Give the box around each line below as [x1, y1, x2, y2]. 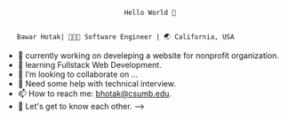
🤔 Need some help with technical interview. [17, 79, 176, 88]
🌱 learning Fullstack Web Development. [17, 60, 162, 70]
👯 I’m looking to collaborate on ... [17, 69, 139, 79]
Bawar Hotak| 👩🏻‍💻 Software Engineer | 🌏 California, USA [16, 33, 235, 41]
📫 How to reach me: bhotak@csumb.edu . [17, 88, 172, 99]
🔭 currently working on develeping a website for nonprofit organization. [17, 50, 280, 61]
